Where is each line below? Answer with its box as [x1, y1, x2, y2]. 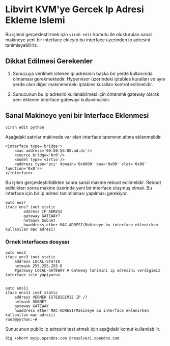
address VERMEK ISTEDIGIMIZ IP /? [14, 295, 88, 300]
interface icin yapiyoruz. [5, 272, 63, 277]
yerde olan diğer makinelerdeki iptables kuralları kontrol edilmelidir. [12, 81, 153, 87]
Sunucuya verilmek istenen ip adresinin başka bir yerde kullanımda [12, 70, 153, 76]
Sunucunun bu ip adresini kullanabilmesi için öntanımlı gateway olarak [12, 91, 159, 97]
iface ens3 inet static [5, 254, 56, 259]
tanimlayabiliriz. [5, 42, 38, 48]
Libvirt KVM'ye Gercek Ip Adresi [5, 4, 144, 15]
